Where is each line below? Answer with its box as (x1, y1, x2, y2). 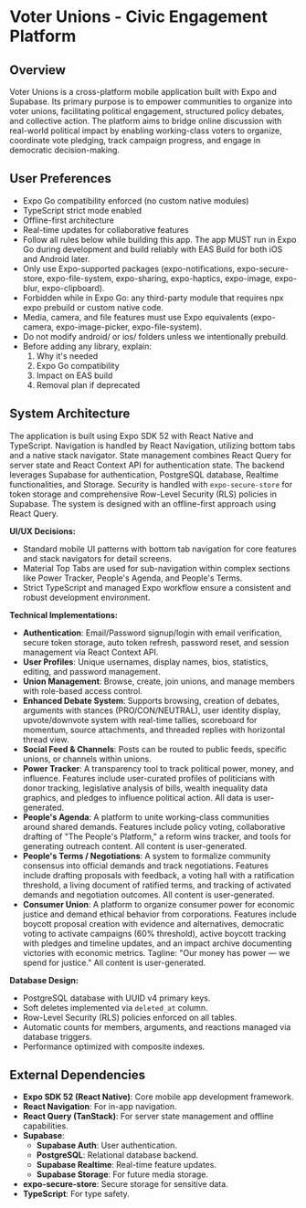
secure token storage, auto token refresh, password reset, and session (22, 636, 290, 647)
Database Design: (9, 974, 79, 985)
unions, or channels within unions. (22, 753, 153, 764)
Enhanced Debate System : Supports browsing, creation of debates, (22, 695, 280, 706)
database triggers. (22, 1031, 93, 1042)
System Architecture (9, 406, 131, 422)
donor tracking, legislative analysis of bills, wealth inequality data (22, 783, 268, 793)
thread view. (22, 733, 69, 745)
